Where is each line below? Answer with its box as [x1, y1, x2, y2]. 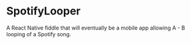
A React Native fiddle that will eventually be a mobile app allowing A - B [6, 24, 186, 31]
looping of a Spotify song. [6, 30, 71, 37]
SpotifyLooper [6, 4, 81, 18]
